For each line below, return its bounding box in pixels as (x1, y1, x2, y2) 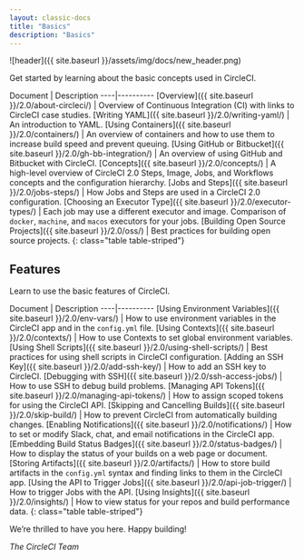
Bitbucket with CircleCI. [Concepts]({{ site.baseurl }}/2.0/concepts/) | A (9, 158, 277, 169)
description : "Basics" (9, 30, 95, 39)
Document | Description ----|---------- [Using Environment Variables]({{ (9, 304, 279, 314)
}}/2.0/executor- (230, 196, 292, 207)
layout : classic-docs (9, 13, 92, 23)
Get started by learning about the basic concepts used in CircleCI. (9, 73, 257, 84)
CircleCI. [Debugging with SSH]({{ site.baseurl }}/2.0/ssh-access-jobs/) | (9, 371, 283, 382)
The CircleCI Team (9, 542, 80, 553)
